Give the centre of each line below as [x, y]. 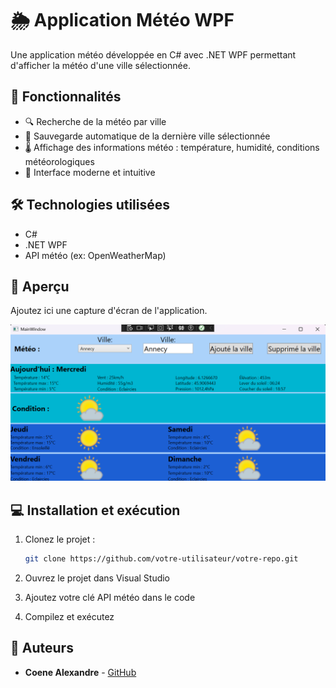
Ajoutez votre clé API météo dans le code [110, 598]
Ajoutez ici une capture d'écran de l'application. [109, 311]
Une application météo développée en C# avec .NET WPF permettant [153, 54]
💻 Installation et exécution [95, 510]
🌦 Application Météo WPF [122, 20]
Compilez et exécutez [69, 617]
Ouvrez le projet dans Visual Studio [97, 578]
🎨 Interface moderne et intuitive [90, 172]
